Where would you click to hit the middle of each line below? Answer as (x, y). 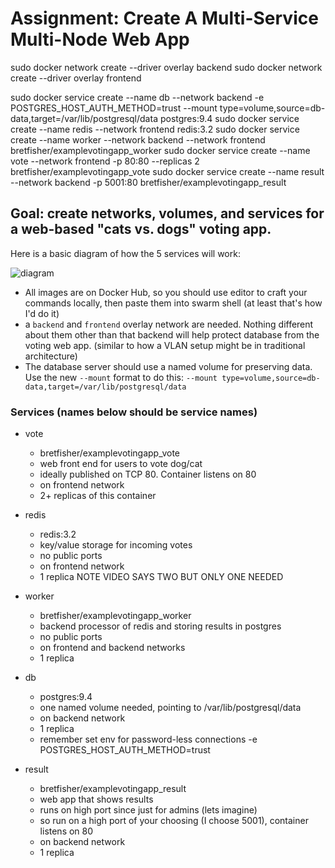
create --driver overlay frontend (76, 78)
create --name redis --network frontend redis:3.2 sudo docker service (155, 129)
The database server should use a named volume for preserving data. (168, 366)
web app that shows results (96, 799)
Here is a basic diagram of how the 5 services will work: (125, 253)
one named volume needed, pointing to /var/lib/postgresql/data (170, 708)
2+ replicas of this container (98, 496)
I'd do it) (42, 313)
